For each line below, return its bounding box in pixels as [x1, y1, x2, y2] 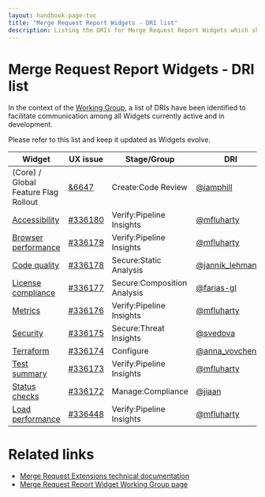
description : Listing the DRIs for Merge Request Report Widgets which [8, 26, 248, 34]
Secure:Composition [111, 278, 188, 289]
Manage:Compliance [111, 386, 189, 397]
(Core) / [12, 167, 42, 178]
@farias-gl [196, 282, 237, 293]
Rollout [12, 196, 38, 207]
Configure [111, 346, 149, 357]
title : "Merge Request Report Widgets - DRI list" [8, 19, 178, 27]
